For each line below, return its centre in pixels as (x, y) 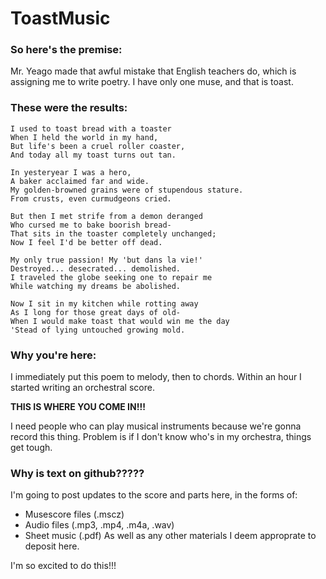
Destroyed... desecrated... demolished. (96, 268)
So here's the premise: (66, 50)
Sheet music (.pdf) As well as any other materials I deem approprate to (170, 536)
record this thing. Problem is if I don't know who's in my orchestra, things (161, 437)
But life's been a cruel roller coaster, (98, 146)
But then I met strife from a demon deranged (106, 216)
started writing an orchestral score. (82, 388)
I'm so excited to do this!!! (63, 566)
